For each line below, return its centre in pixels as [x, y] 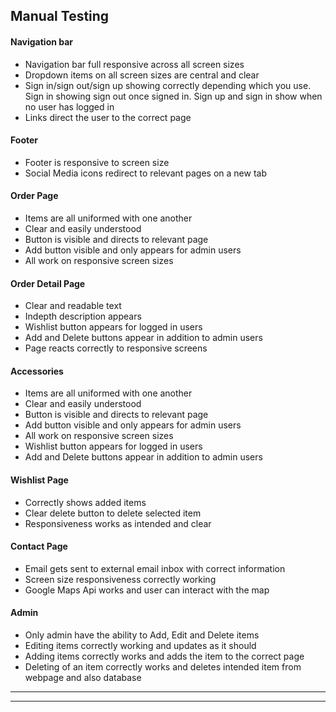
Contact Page [39, 546]
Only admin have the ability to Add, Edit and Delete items [142, 635]
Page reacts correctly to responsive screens [116, 348]
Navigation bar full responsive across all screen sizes [134, 64]
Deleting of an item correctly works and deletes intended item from [163, 667]
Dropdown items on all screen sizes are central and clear [142, 75]
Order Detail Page [48, 283]
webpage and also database [83, 678]
